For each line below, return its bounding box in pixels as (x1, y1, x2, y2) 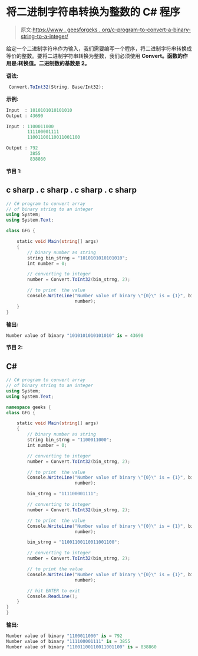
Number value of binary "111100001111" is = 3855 (6, 638, 131, 644)
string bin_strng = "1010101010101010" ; (27, 255, 128, 261)
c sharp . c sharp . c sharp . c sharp (6, 185, 137, 195)
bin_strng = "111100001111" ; (27, 491, 99, 497)
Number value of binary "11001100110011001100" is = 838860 (6, 644, 157, 650)
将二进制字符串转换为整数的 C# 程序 (6, 5, 181, 19)
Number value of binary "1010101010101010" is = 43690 (6, 332, 144, 339)
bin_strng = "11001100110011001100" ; (27, 539, 120, 545)
